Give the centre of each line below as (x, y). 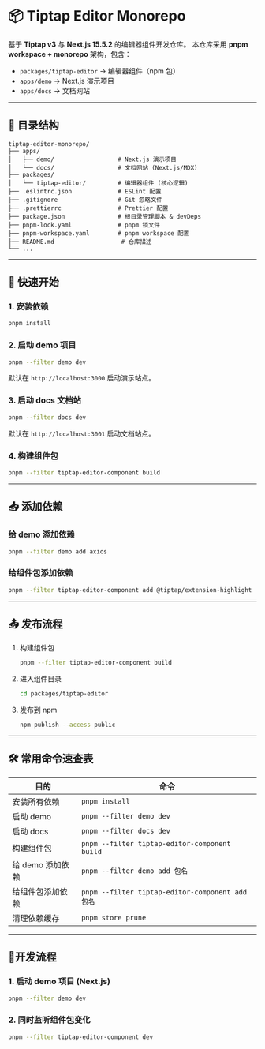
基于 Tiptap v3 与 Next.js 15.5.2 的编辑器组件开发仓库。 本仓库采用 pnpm (128, 44)
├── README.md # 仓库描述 (80, 242)
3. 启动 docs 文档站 (45, 400)
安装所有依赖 (36, 801)
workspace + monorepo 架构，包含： (70, 54)
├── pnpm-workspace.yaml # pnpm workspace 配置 (99, 233)
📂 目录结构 (34, 125)
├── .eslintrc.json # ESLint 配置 (85, 191)
